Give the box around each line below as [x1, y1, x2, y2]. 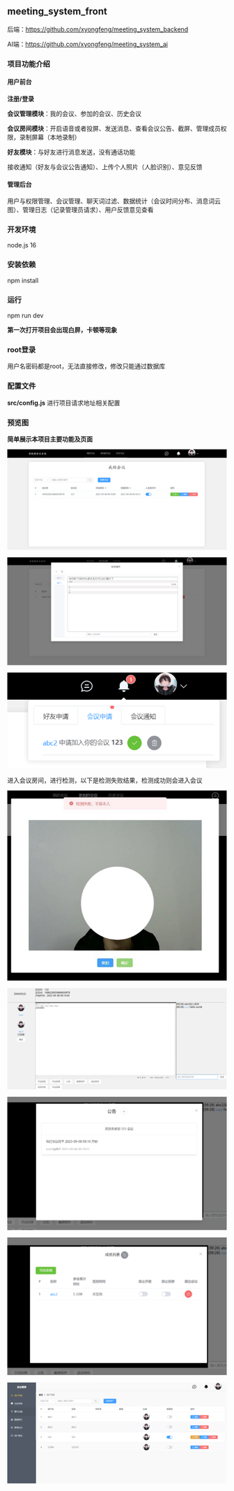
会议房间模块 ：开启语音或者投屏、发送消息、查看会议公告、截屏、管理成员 [7, 124, 221, 132]
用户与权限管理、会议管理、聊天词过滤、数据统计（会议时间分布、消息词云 [7, 197, 221, 206]
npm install [7, 276, 39, 284]
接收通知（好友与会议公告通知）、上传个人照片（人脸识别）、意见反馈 [7, 162, 203, 171]
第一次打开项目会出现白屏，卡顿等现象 [7, 326, 117, 334]
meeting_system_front [7, 6, 108, 17]
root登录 [7, 345, 36, 354]
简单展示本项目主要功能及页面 [7, 435, 93, 443]
